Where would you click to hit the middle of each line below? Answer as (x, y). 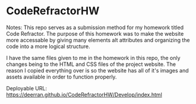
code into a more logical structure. (48, 46)
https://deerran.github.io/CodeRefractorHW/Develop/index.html (84, 94)
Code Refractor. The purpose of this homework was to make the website (95, 33)
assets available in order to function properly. (61, 77)
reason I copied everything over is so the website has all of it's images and (97, 70)
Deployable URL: (27, 88)
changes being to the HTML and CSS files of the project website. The (91, 64)
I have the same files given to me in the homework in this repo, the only (93, 58)
